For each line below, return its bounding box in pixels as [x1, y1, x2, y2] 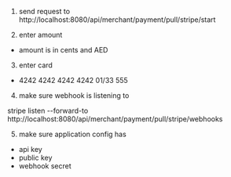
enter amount [18, 31, 63, 39]
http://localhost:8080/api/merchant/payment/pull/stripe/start [18, 15, 216, 24]
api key [18, 145, 42, 154]
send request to [18, 7, 71, 16]
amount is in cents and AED [18, 45, 108, 54]
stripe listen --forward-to [7, 106, 89, 115]
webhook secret [18, 161, 71, 171]
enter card [18, 60, 53, 70]
